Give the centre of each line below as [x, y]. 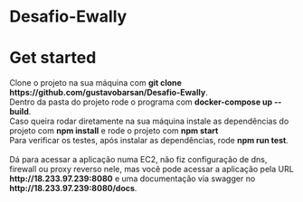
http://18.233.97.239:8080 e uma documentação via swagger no [133, 179]
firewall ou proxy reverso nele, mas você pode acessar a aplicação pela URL [151, 170]
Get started [53, 58]
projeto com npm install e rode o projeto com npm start [114, 131]
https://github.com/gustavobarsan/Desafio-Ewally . [109, 93]
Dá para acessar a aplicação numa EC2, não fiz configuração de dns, [138, 160]
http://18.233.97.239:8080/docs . [73, 188]
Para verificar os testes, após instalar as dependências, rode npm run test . [149, 141]
